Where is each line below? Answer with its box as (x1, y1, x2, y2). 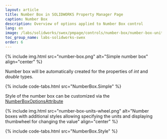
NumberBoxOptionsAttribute (5, 98, 64, 104)
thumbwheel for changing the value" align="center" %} (5, 118, 118, 125)
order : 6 (5, 40, 23, 45)
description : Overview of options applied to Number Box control (5, 21, 143, 26)
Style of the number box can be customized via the (5, 93, 110, 99)
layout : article (5, 7, 39, 12)
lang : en (5, 26, 23, 31)
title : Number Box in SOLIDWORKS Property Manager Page (5, 12, 123, 17)
